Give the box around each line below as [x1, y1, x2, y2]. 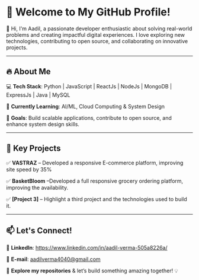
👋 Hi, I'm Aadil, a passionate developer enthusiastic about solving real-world [6, 25, 192, 32]
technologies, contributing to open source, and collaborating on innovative [6, 37, 188, 44]
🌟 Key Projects [6, 144, 61, 154]
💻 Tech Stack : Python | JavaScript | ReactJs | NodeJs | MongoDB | [6, 82, 172, 90]
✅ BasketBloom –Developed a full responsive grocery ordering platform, [6, 177, 184, 184]
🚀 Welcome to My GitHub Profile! [6, 5, 171, 19]
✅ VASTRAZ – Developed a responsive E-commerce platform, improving [6, 159, 184, 166]
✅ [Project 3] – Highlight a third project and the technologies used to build [6, 195, 188, 202]
